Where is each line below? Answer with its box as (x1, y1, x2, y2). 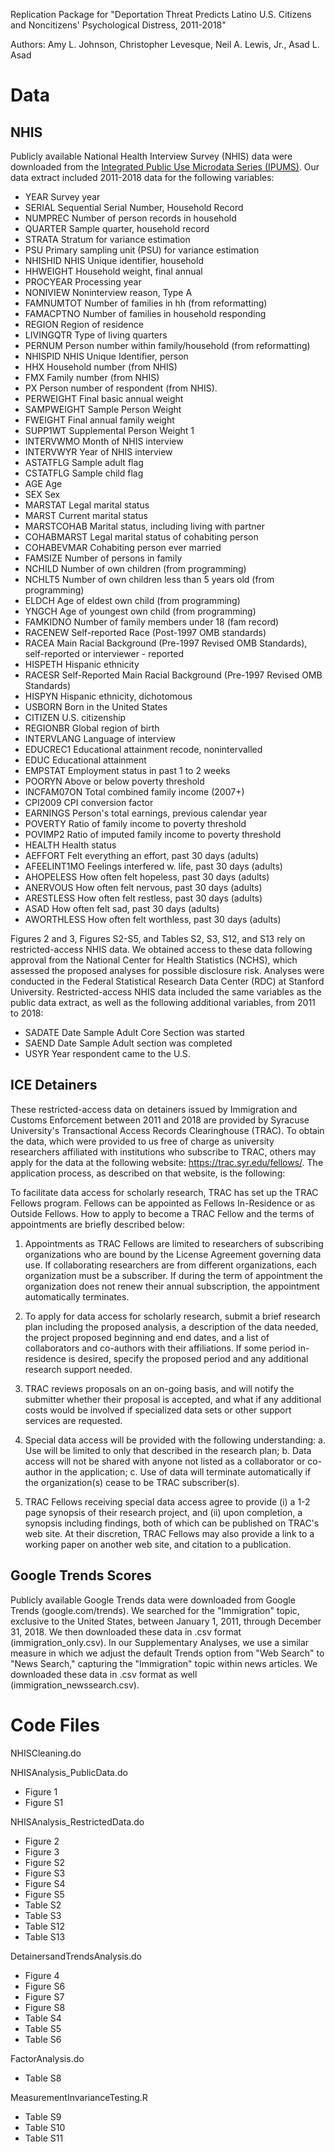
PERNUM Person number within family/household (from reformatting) (24, 340, 311, 351)
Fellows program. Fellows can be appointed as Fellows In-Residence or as (10, 1197, 316, 1209)
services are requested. (24, 1414, 123, 1426)
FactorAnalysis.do (10, 2052, 85, 2064)
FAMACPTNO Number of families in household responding (24, 308, 267, 319)
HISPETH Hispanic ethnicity (24, 659, 140, 670)
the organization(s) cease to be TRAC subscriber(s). (24, 1476, 240, 1488)
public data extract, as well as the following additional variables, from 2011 (10, 997, 316, 1008)
